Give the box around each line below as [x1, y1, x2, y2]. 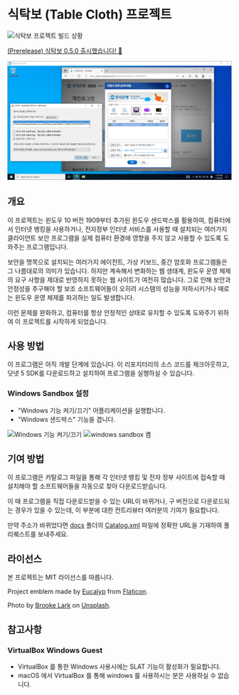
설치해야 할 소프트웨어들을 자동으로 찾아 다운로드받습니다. [7, 482, 167, 491]
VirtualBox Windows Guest [7, 645, 103, 655]
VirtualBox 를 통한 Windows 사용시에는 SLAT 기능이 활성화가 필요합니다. [17, 662, 221, 671]
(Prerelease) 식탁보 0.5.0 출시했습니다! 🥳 [7, 46, 123, 55]
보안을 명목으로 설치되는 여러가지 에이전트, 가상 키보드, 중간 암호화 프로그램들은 [7, 258, 228, 266]
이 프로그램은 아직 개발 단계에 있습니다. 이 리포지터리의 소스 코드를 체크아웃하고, [7, 360, 230, 368]
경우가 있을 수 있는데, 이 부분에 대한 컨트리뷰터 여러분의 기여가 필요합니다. [14, 506, 220, 514]
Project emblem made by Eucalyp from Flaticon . [7, 588, 148, 596]
